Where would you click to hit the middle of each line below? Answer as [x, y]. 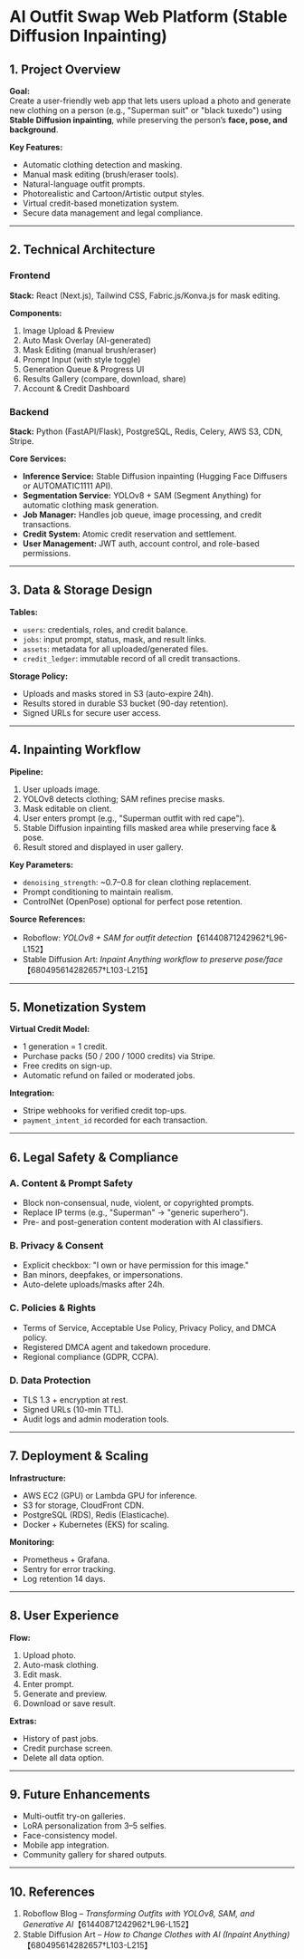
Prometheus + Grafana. [66, 1559]
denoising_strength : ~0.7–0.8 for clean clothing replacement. [137, 882]
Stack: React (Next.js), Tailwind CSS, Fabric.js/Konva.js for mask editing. [145, 295]
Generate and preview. [65, 1694]
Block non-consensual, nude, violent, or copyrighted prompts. [138, 1203]
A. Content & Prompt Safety [71, 1182]
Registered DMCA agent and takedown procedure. [116, 1346]
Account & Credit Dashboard [76, 388]
